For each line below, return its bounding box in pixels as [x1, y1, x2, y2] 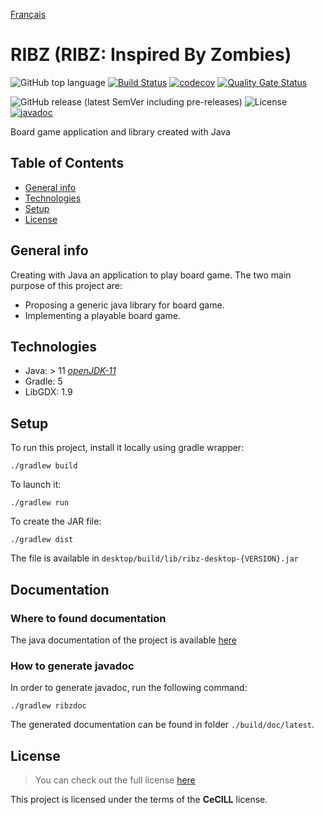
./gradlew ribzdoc [10, 701, 87, 711]
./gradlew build [10, 461, 78, 471]
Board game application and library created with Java [10, 125, 231, 138]
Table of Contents [10, 155, 125, 172]
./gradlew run [10, 498, 70, 508]
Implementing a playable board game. [24, 309, 181, 321]
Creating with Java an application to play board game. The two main [10, 269, 292, 281]
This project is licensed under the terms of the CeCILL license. [10, 793, 268, 805]
